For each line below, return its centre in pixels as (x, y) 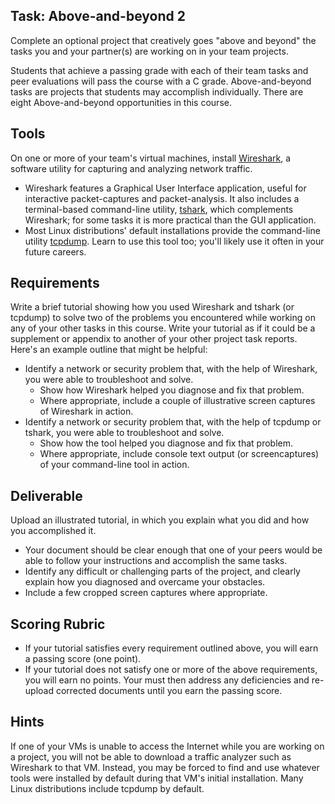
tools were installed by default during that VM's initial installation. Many (157, 778)
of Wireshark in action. (86, 411)
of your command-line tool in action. (114, 465)
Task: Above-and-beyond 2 (98, 16)
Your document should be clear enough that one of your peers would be (173, 550)
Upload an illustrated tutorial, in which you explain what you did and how (160, 520)
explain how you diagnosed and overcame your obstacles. (145, 582)
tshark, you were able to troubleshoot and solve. (124, 433)
